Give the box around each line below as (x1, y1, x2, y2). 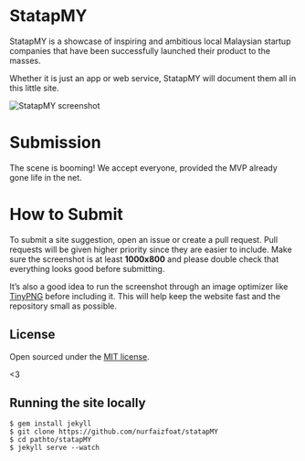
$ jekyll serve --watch (9, 444, 100, 453)
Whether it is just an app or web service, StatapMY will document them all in (9, 72, 297, 83)
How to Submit (9, 204, 123, 225)
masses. (9, 55, 41, 66)
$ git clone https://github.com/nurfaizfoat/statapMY (9, 427, 219, 436)
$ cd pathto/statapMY (9, 435, 92, 445)
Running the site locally (9, 395, 146, 411)
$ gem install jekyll (9, 419, 92, 429)
